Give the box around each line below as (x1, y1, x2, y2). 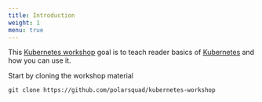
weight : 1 (8, 19, 41, 27)
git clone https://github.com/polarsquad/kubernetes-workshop (8, 86, 216, 94)
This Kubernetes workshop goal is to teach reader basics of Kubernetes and (8, 48, 255, 57)
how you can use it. (8, 56, 71, 65)
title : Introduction (8, 11, 76, 20)
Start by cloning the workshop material (8, 71, 133, 81)
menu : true (8, 26, 44, 34)
